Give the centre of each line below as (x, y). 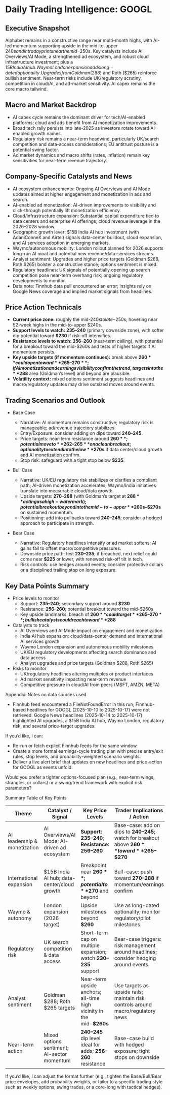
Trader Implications (139, 811)
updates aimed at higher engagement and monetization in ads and (82, 194)
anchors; (91, 992)
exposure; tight (132, 1051)
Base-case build (134, 1039)
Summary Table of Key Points (36, 798)
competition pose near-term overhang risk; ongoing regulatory (78, 275)
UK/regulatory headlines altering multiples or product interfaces (87, 674)
